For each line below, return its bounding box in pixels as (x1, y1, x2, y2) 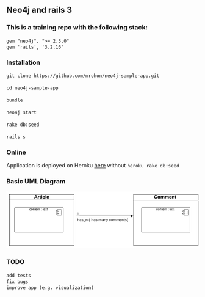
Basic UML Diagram (6, 177, 66, 186)
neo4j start (6, 109, 37, 116)
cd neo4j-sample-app (6, 85, 59, 91)
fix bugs (6, 278, 29, 285)
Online (6, 148, 26, 156)
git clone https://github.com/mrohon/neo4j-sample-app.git (6, 73, 160, 79)
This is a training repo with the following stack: (6, 23, 148, 32)
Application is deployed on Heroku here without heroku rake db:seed (6, 162, 179, 169)
